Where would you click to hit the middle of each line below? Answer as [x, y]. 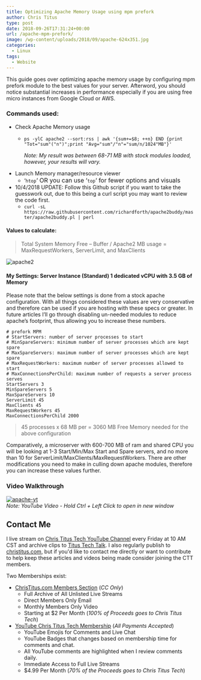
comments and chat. [49, 645]
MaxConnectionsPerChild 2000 [43, 416]
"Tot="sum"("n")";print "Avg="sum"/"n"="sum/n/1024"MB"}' [98, 144]
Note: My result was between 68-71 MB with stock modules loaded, [107, 155]
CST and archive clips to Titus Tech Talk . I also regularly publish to [88, 545]
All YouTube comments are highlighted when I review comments [103, 651]
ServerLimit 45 [25, 400]
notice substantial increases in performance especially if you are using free [99, 92]
